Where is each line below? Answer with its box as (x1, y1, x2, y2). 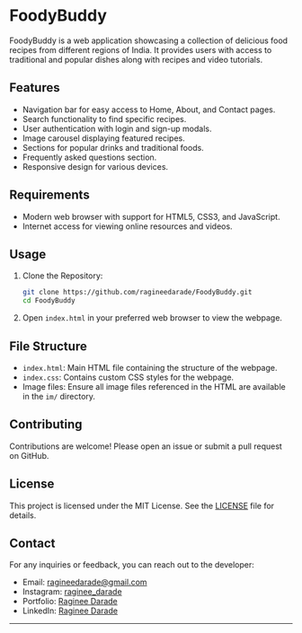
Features (9, 80, 60, 95)
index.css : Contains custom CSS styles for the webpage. (22, 372, 235, 382)
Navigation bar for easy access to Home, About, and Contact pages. (22, 104, 276, 115)
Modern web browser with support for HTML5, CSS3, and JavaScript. (22, 211, 280, 222)
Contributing (9, 417, 83, 432)
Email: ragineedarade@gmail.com (22, 576, 147, 588)
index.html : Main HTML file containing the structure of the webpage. (22, 362, 278, 373)
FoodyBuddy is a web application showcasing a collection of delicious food (9, 35, 289, 46)
